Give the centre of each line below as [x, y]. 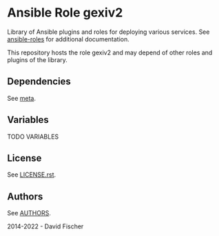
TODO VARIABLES [33, 137]
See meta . [22, 98]
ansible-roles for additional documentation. [68, 39]
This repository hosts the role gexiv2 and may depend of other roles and [110, 52]
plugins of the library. [37, 59]
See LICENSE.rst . [32, 175]
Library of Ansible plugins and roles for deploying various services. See [108, 32]
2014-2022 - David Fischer [45, 226]
